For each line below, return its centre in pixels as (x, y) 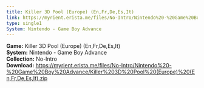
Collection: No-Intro (32, 59)
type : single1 (24, 23)
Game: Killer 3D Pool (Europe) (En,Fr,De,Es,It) (63, 46)
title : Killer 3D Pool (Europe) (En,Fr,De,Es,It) (70, 12)
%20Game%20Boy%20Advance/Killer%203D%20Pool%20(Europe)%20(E (101, 72)
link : (13, 18)
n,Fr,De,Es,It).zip (27, 78)
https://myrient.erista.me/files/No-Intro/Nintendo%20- (104, 66)
